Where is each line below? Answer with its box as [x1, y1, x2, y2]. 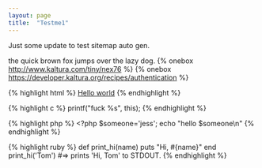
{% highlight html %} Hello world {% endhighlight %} [8, 88, 181, 97]
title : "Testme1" [8, 19, 69, 27]
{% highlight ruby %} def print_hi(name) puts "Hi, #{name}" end [8, 142, 217, 151]
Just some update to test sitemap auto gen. [8, 40, 150, 50]
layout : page [8, 11, 51, 20]
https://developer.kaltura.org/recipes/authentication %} [8, 73, 189, 82]
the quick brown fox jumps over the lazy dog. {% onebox [8, 56, 194, 65]
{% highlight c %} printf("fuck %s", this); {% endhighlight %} [8, 103, 207, 113]
